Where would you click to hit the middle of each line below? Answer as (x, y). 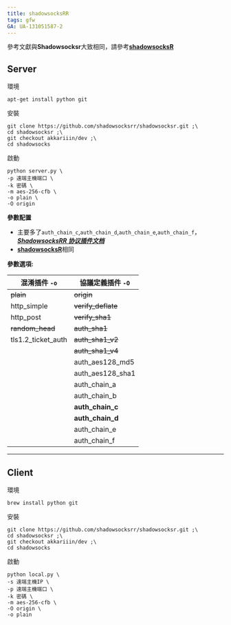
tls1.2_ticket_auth (39, 340)
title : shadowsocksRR (38, 13)
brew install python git (43, 503)
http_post (26, 317)
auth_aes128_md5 (104, 362)
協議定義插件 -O (105, 283)
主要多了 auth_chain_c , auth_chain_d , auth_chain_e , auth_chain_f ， (109, 232)
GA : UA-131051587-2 (35, 26)
